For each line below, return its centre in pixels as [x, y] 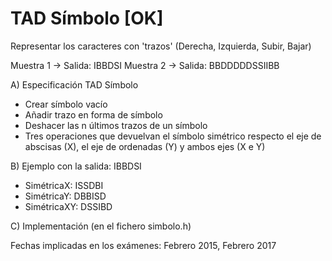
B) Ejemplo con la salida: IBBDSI [76, 166]
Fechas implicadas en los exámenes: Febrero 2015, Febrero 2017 [143, 245]
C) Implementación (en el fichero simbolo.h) [101, 226]
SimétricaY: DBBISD [65, 196]
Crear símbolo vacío [66, 104]
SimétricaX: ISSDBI [64, 185]
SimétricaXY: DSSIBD [68, 206]
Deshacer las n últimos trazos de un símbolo [116, 125]
